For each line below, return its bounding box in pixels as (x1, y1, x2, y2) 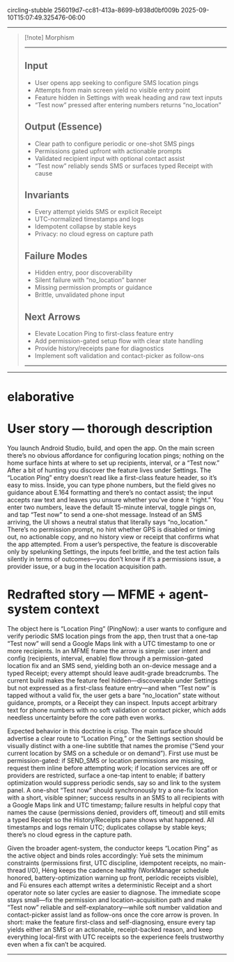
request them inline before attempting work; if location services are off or (7, 764, 218, 773)
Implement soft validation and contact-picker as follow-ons (34, 352, 204, 360)
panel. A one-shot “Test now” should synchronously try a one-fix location (7, 786, 219, 795)
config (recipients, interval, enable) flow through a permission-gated (7, 654, 203, 662)
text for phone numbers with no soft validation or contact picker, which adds (7, 706, 226, 715)
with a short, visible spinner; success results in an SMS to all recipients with (7, 793, 224, 802)
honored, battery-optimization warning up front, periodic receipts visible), (7, 874, 219, 882)
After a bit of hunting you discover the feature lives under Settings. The (7, 466, 211, 474)
